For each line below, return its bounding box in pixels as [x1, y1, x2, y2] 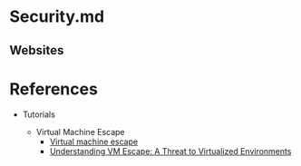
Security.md [9, 6, 105, 27]
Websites [9, 43, 64, 58]
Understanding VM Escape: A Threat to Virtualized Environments [49, 145, 292, 156]
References [9, 79, 98, 99]
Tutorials [22, 109, 56, 120]
